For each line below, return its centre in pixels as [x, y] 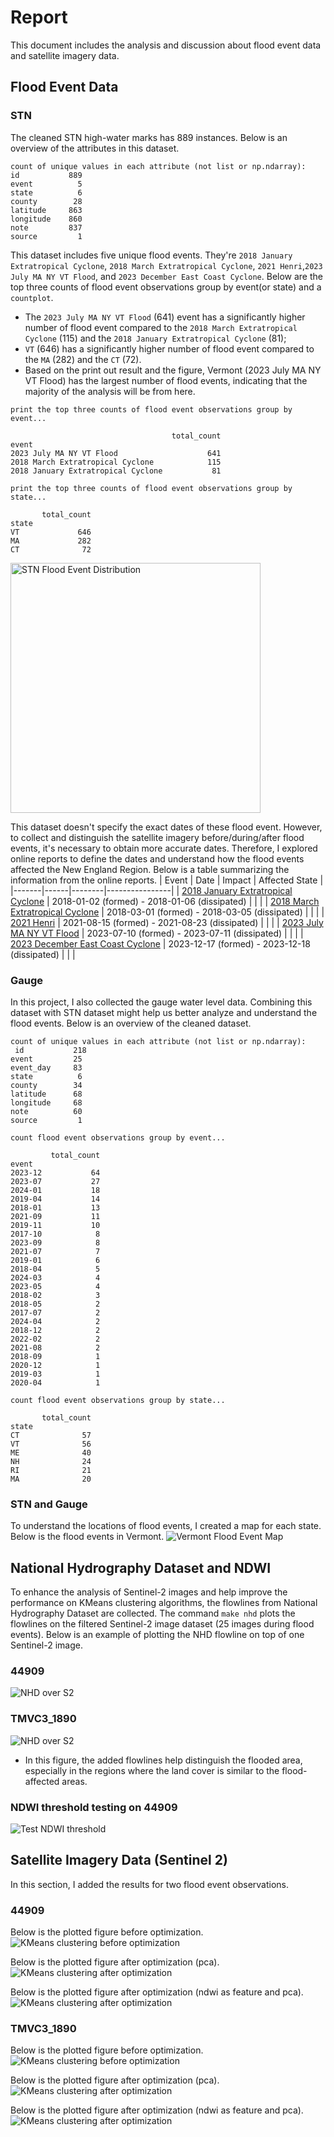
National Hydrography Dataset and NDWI [141, 1567]
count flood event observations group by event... [118, 1137]
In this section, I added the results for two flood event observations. [149, 1884]
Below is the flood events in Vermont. [87, 1537]
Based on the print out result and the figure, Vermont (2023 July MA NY [173, 370]
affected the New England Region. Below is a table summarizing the [150, 869]
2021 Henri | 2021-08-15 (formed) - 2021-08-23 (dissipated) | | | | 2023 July [167, 922]
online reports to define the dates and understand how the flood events [157, 858]
